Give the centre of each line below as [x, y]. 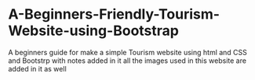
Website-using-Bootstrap [93, 31]
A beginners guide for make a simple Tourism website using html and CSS [127, 52]
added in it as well [37, 68]
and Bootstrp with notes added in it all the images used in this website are [127, 61]
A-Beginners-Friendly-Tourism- [114, 14]
